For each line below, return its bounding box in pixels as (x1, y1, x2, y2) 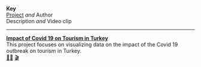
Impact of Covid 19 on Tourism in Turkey (6, 35, 109, 42)
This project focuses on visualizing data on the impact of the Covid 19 (6, 41, 178, 48)
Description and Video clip (6, 18, 72, 24)
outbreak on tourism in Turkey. (6, 47, 82, 54)
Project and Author (6, 11, 53, 18)
